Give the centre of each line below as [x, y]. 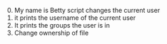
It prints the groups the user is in [62, 25]
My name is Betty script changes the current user [87, 10]
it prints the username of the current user [75, 18]
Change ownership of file [51, 33]
